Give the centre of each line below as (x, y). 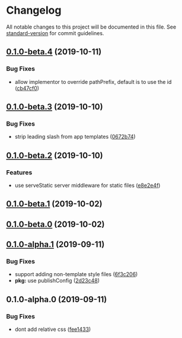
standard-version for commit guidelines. (55, 33)
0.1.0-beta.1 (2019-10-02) (54, 204)
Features (19, 172)
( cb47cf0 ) (27, 88)
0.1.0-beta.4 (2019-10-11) (54, 52)
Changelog (34, 10)
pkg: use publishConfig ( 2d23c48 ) (57, 281)
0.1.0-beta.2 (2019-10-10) (55, 155)
